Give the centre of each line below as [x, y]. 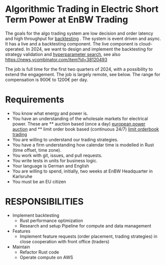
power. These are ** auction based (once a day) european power [79, 124]
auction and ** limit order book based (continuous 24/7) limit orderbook [86, 129]
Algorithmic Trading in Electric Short [82, 9]
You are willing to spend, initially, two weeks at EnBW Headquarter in [82, 171]
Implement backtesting [36, 215]
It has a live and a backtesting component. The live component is [72, 44]
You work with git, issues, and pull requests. [57, 155]
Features [21, 231]
